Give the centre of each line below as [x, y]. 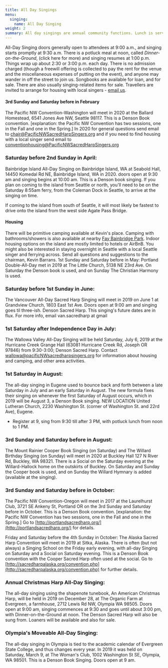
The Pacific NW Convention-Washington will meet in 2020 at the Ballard [79, 113]
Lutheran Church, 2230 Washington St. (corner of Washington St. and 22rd [82, 406]
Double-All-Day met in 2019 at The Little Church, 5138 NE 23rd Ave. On [78, 265]
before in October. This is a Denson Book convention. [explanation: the [78, 512]
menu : [11, 15]
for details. [83, 528]
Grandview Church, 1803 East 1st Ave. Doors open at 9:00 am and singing [81, 305]
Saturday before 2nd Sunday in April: [51, 158]
